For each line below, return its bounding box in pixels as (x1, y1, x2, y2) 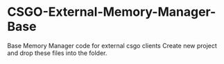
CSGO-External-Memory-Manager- (7, 4, 216, 20)
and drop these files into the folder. (7, 49, 107, 57)
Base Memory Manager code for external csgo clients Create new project (7, 41, 217, 50)
